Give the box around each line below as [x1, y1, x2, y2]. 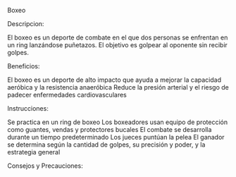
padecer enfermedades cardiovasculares [7, 91, 127, 99]
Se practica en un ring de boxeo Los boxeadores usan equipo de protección [7, 118, 228, 126]
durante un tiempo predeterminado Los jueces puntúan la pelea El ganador [7, 133, 225, 141]
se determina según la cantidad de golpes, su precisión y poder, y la [7, 140, 206, 149]
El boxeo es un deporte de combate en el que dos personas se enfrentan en [7, 33, 228, 42]
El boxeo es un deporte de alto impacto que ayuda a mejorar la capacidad [7, 75, 222, 84]
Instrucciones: [7, 104, 49, 112]
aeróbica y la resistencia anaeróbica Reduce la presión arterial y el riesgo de [7, 83, 229, 91]
